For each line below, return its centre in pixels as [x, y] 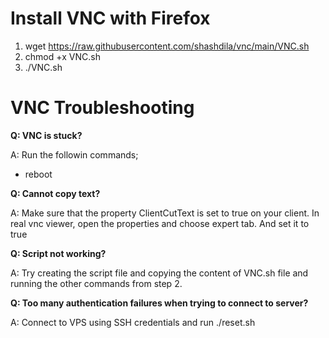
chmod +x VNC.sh [62, 56]
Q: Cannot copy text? [55, 193]
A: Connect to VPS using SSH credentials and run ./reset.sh [133, 322]
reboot [38, 174]
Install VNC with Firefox [110, 18]
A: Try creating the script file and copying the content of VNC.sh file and [159, 273]
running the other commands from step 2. [96, 283]
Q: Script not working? [58, 253]
